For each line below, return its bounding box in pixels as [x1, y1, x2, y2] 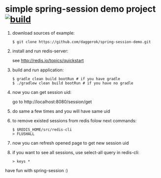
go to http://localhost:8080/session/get [12, 99, 92, 105]
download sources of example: [12, 30, 75, 36]
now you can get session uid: [12, 89, 72, 95]
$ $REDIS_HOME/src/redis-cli [12, 127, 72, 132]
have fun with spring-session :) [5, 167, 68, 173]
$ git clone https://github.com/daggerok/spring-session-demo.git [12, 39, 151, 44]
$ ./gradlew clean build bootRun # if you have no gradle [12, 81, 134, 86]
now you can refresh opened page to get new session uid [12, 140, 129, 146]
